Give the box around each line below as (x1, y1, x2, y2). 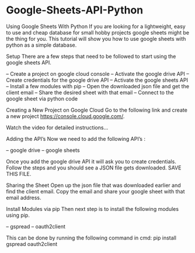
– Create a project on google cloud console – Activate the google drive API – (6, 70, 189, 77)
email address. (6, 194, 42, 201)
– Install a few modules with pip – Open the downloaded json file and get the (6, 82, 190, 89)
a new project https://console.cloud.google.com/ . (6, 112, 125, 120)
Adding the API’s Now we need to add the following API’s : (6, 135, 146, 142)
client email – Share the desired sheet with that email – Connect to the (6, 89, 174, 96)
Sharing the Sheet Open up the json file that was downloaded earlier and (6, 182, 181, 189)
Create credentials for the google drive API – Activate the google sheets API (6, 77, 189, 84)
